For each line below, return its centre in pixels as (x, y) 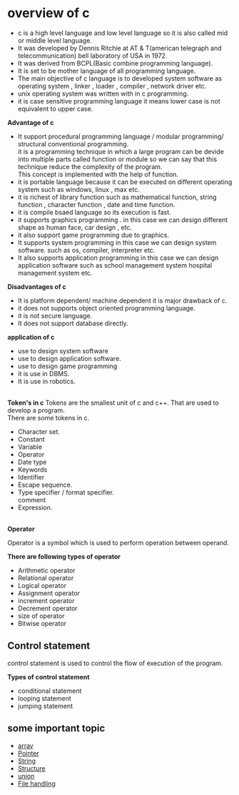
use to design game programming (67, 366)
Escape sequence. (45, 485)
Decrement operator (47, 608)
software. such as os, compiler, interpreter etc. (86, 250)
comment (32, 500)
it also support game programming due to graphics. (93, 235)
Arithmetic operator (46, 570)
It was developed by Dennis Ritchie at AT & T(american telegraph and (119, 48)
